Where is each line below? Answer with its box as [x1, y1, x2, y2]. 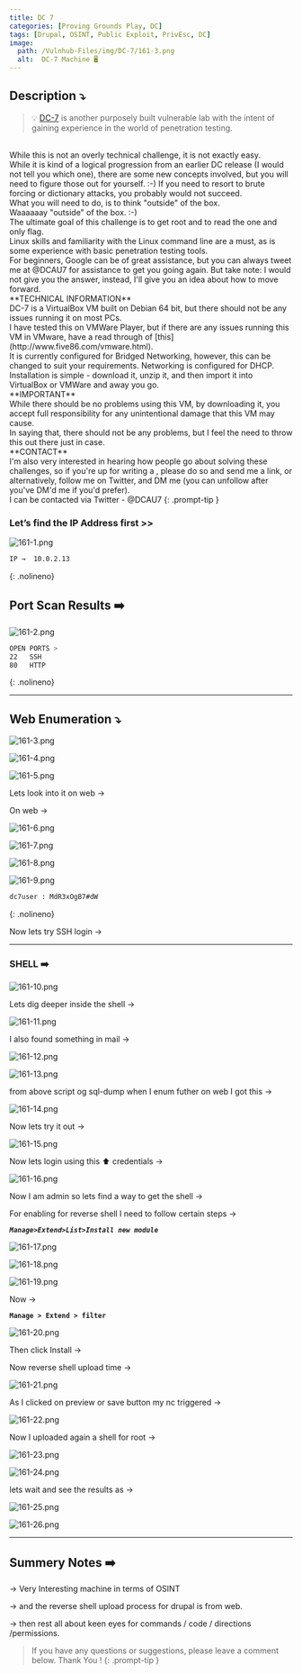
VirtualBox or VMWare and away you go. [9, 379, 160, 390]
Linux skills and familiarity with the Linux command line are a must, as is [9, 235, 276, 246]
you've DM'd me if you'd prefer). [9, 484, 130, 496]
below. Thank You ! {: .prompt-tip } [31, 1655, 160, 1666]
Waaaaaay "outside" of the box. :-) [9, 206, 138, 217]
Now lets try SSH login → [9, 926, 102, 937]
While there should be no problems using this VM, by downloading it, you [9, 398, 280, 409]
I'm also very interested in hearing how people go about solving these [9, 456, 268, 467]
